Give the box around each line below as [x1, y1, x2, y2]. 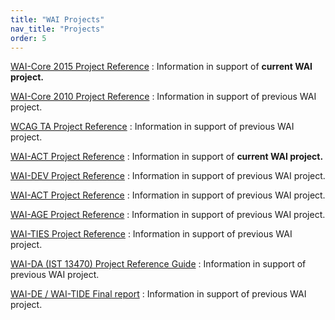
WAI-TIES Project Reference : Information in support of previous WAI [10, 228, 293, 240]
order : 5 [10, 33, 47, 43]
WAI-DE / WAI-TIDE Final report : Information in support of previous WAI [10, 288, 307, 300]
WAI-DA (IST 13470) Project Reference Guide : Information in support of [10, 258, 307, 270]
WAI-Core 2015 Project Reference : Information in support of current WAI [10, 61, 313, 73]
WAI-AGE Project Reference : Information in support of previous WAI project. [10, 209, 326, 221]
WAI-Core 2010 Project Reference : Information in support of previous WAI [10, 91, 317, 103]
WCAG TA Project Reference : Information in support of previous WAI [10, 121, 295, 133]
